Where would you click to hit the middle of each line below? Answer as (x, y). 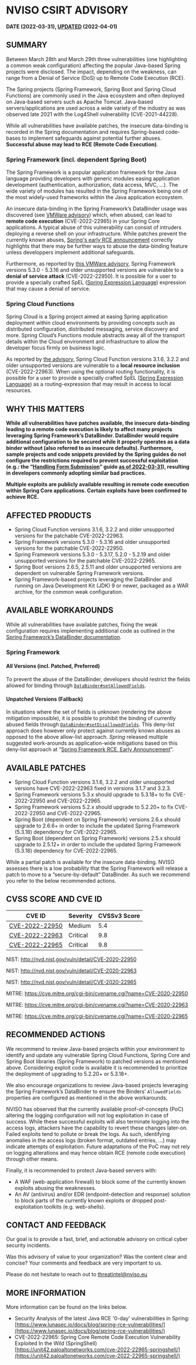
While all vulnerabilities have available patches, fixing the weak (82, 624)
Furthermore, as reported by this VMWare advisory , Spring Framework (91, 264)
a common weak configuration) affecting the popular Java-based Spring (93, 65)
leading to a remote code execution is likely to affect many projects (89, 429)
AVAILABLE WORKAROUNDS (60, 611)
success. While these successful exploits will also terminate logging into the (98, 1121)
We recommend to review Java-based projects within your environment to (96, 1048)
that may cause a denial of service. (48, 289)
